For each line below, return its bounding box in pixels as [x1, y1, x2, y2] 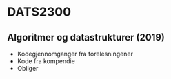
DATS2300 [7, 4, 71, 20]
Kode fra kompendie [17, 57, 76, 65]
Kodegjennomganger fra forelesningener [17, 49, 133, 58]
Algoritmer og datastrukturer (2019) [7, 32, 165, 43]
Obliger [17, 65, 39, 72]
